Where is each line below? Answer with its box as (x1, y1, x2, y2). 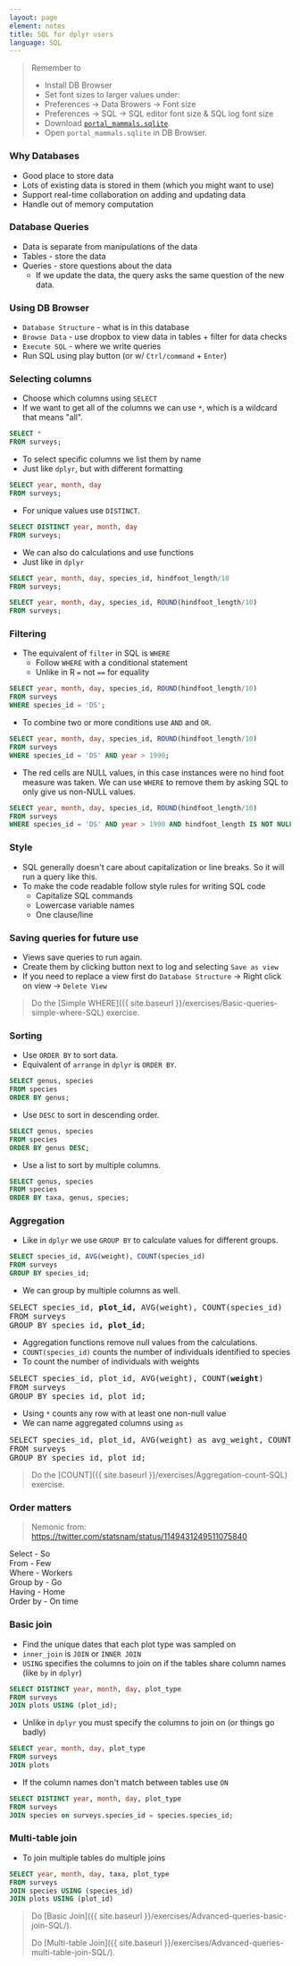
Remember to (30, 63, 82, 73)
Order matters (9, 1501, 72, 1513)
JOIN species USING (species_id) (9, 1886, 134, 1895)
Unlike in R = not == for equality (35, 667, 150, 678)
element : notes (9, 21, 66, 30)
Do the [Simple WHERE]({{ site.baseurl (30, 997, 174, 1008)
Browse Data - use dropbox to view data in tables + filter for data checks (21, 332, 287, 343)
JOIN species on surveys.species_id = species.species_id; (9, 1810, 234, 1820)
